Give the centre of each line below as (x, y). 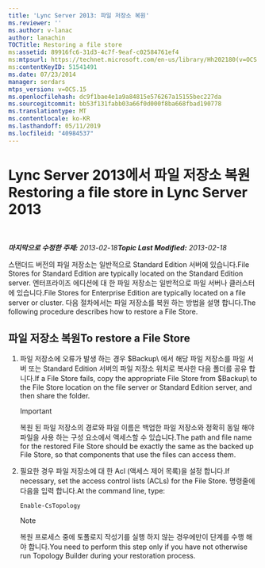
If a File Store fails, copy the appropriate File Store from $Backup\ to (146, 379)
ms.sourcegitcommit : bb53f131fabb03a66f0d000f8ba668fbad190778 (115, 104)
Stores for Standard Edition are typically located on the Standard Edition (126, 273)
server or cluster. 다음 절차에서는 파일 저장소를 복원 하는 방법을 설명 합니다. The (132, 303)
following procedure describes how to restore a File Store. (103, 311)
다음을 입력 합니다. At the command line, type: (92, 491)
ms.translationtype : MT (48, 112)
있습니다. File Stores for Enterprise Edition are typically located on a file (131, 292)
